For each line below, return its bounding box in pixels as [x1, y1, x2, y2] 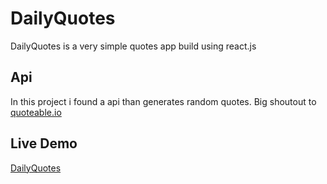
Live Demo [10, 135, 78, 152]
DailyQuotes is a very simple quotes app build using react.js [10, 40, 257, 52]
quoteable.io [10, 106, 62, 118]
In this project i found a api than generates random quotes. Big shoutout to [10, 95, 317, 107]
